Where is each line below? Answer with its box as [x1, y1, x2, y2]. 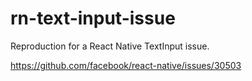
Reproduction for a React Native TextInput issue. [10, 40, 210, 52]
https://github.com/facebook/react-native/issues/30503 [10, 59, 242, 71]
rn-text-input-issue [10, 7, 176, 30]
